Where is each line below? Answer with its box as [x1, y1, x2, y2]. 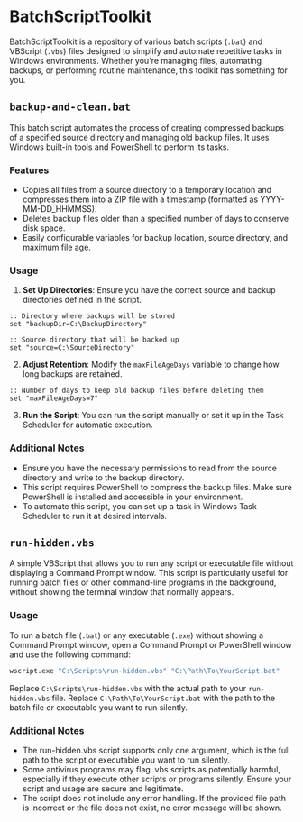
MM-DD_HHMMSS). [22, 204, 97, 215]
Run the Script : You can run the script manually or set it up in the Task [22, 410, 284, 421]
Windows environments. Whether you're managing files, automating [9, 55, 262, 66]
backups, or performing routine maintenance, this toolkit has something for [9, 65, 289, 76]
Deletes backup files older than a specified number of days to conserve [22, 214, 289, 224]
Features [9, 164, 50, 177]
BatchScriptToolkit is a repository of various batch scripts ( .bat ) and [9, 36, 263, 47]
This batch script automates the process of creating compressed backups [9, 122, 285, 132]
